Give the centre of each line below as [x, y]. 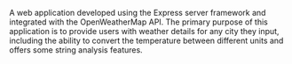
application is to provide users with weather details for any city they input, [144, 31]
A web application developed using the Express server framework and [138, 13]
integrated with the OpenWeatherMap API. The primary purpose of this [138, 22]
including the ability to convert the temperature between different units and [146, 40]
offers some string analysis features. [76, 50]
